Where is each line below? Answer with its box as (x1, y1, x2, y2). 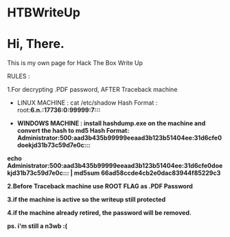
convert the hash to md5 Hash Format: (16, 127, 130, 135)
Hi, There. (7, 36, 65, 52)
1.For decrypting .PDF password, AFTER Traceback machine (7, 86, 178, 94)
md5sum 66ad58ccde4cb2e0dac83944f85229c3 (73, 169, 221, 177)
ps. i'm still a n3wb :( (7, 222, 67, 230)
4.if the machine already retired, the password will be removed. (7, 209, 192, 217)
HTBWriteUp (7, 5, 81, 21)
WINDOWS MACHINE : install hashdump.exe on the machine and (16, 119, 206, 127)
